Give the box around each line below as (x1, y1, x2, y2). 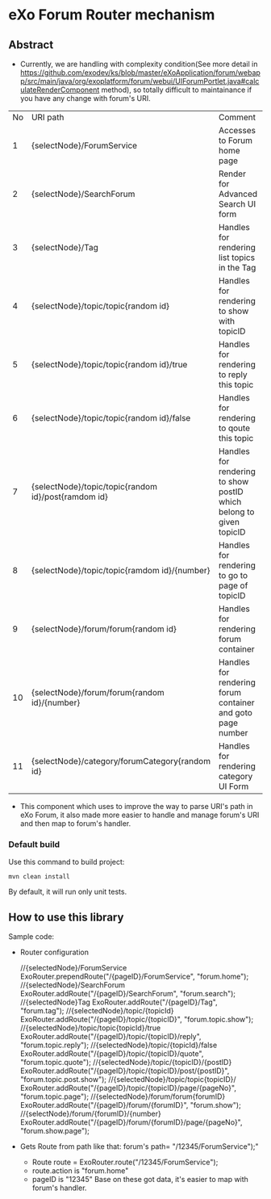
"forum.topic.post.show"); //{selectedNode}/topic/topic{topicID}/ (19, 1075, 236, 1084)
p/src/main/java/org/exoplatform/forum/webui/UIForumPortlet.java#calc (19, 77, 260, 86)
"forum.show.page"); (19, 1126, 90, 1136)
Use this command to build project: (8, 857, 125, 867)
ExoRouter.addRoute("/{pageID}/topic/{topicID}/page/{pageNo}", (19, 1084, 236, 1093)
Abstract (8, 38, 54, 52)
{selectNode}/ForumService (31, 140, 138, 151)
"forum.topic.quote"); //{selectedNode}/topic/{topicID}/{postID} (19, 1058, 232, 1067)
